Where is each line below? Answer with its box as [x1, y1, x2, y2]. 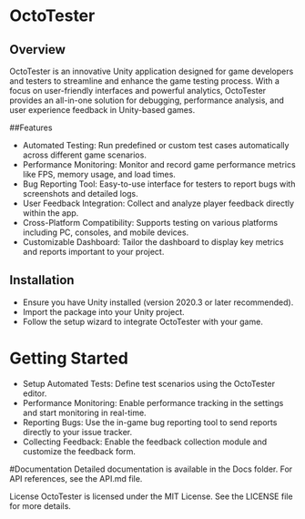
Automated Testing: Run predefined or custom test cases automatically [22, 140, 290, 150]
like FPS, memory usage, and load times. [22, 169, 176, 179]
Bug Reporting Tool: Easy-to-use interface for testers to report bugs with [22, 178, 296, 189]
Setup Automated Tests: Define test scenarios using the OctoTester [22, 378, 276, 389]
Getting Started [9, 348, 129, 369]
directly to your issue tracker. [22, 426, 133, 437]
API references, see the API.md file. [9, 473, 143, 483]
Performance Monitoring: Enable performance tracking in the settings [22, 397, 284, 408]
